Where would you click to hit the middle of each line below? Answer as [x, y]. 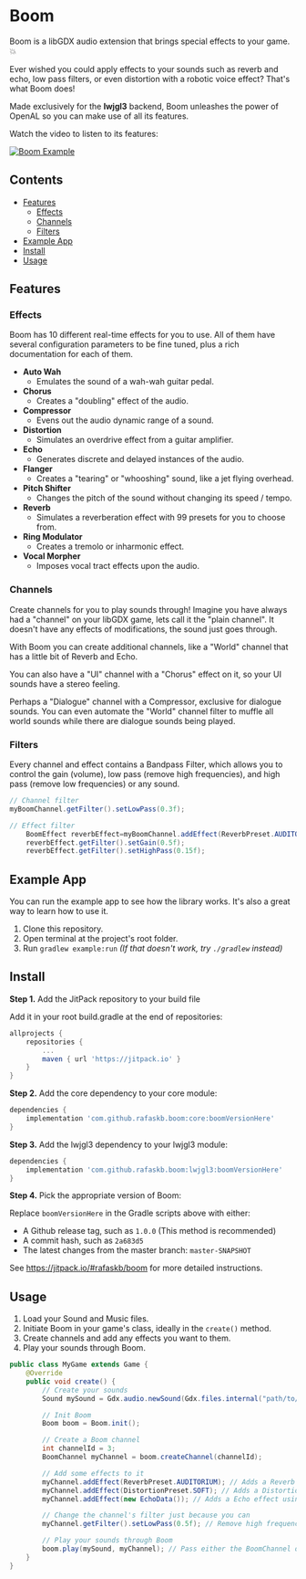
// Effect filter [42, 826]
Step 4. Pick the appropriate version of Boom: [96, 1195]
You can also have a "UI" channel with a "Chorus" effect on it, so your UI [146, 674]
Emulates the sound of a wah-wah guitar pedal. [125, 382]
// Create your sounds [85, 1390]
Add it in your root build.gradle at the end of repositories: [116, 1016]
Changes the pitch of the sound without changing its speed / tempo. [164, 498]
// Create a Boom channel [92, 1440]
